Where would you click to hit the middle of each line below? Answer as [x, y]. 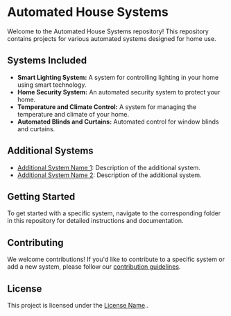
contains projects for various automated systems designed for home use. [112, 38]
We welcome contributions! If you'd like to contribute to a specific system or [116, 259]
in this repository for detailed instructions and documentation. [95, 221]
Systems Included [47, 61]
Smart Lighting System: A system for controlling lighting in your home [118, 77]
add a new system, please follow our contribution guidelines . [94, 267]
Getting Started [41, 196]
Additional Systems [50, 151]
